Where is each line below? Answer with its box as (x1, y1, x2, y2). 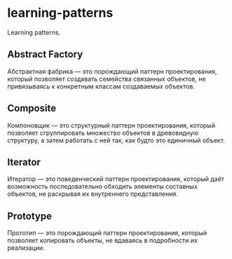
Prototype (7, 210, 53, 222)
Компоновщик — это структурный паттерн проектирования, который (7, 121, 216, 129)
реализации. (7, 244, 45, 252)
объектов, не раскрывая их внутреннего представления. (7, 190, 179, 198)
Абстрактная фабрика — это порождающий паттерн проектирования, (7, 67, 217, 75)
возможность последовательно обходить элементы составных (7, 182, 198, 191)
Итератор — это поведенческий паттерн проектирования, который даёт (7, 175, 224, 183)
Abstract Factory (7, 48, 83, 60)
